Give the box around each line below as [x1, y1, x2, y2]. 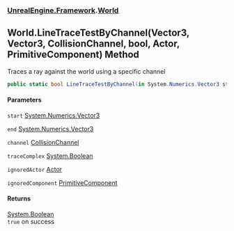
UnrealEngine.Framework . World [7, 6, 119, 15]
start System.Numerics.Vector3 [7, 111, 100, 120]
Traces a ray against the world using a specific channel [7, 67, 166, 75]
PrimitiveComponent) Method [7, 49, 139, 61]
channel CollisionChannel [7, 138, 79, 146]
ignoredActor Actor [7, 165, 63, 173]
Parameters [7, 96, 42, 104]
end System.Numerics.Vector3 [7, 125, 94, 133]
